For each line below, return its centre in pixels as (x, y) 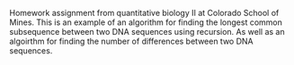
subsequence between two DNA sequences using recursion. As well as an (147, 32)
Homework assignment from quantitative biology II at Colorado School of (144, 13)
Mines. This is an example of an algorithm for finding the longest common (146, 22)
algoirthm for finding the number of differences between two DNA (131, 41)
